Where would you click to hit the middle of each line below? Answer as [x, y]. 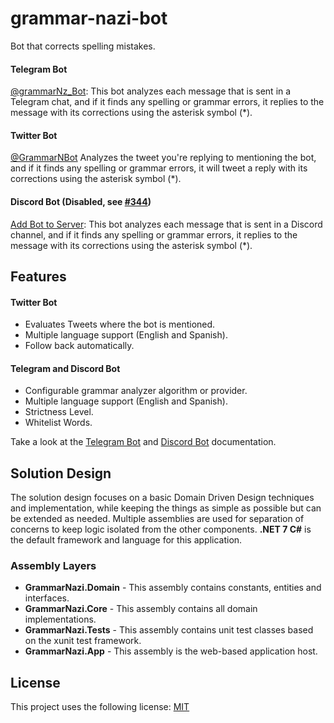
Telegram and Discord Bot [65, 368]
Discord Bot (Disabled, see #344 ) [81, 201]
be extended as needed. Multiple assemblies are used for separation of [157, 519]
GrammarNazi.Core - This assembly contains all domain [141, 609]
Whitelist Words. [58, 423]
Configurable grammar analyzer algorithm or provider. [136, 391]
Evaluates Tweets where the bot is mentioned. [120, 324]
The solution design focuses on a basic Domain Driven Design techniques [162, 498]
